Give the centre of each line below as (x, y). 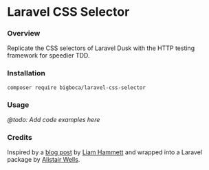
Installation (26, 73)
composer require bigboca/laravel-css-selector (77, 87)
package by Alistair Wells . (44, 160)
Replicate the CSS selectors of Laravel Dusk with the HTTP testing (101, 48)
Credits (20, 137)
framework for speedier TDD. (48, 56)
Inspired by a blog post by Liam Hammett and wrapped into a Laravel (105, 152)
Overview (24, 34)
